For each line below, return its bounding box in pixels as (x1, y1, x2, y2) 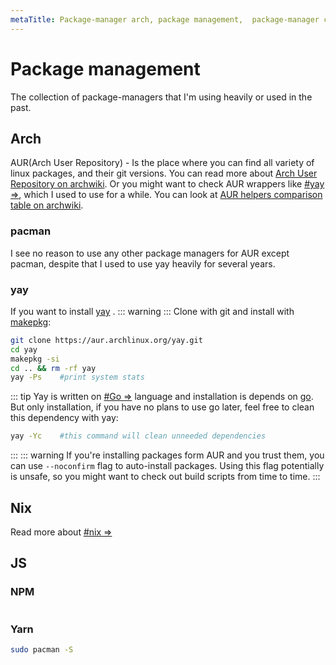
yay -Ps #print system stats (10, 372, 145, 383)
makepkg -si (10, 354, 60, 364)
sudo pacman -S (10, 645, 74, 655)
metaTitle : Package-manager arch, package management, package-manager (10, 14, 320, 25)
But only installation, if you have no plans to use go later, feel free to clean (10, 401, 315, 413)
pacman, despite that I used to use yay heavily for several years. (10, 257, 276, 270)
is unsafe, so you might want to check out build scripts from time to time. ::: (10, 471, 321, 483)
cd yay (10, 344, 38, 355)
